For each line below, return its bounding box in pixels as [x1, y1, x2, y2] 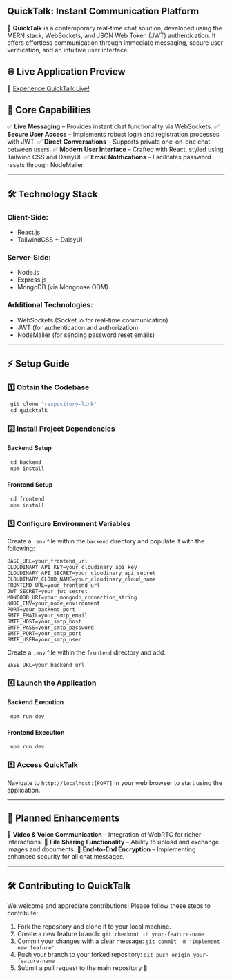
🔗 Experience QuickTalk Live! [7, 84, 90, 93]
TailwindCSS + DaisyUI [17, 235, 83, 244]
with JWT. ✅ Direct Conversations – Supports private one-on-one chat [7, 137, 211, 146]
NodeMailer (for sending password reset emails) [17, 331, 155, 339]
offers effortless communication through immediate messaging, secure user [7, 38, 224, 47]
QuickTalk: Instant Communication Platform [7, 6, 200, 17]
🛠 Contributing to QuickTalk [7, 880, 131, 891]
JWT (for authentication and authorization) [17, 323, 139, 331]
